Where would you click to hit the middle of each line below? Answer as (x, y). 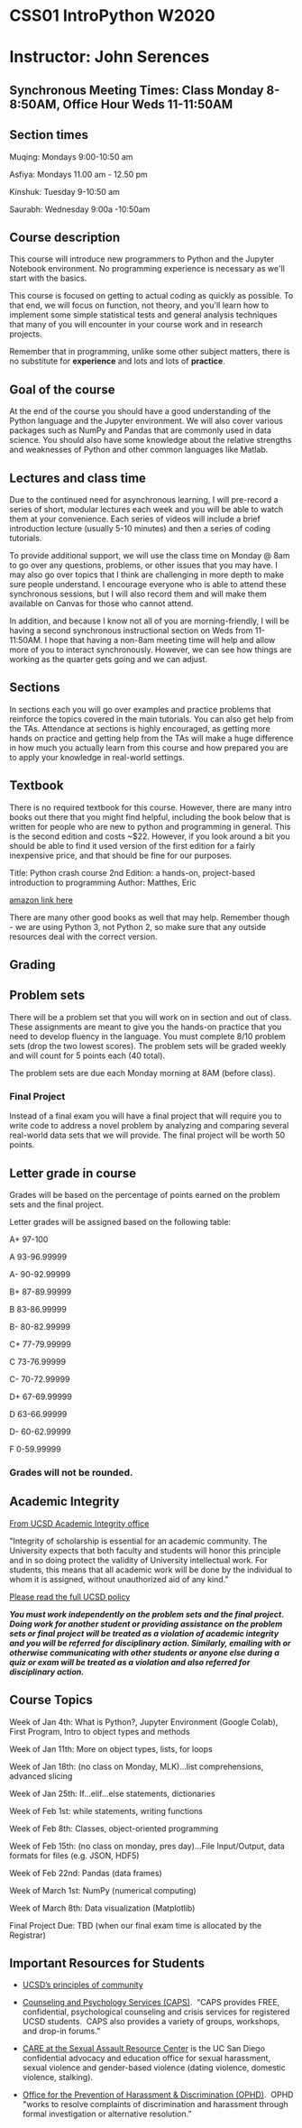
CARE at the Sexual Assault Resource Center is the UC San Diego (144, 2049)
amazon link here (41, 899)
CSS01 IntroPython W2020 (112, 16)
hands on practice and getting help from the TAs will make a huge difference (151, 738)
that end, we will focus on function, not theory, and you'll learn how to (139, 305)
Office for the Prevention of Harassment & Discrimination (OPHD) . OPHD (158, 2095)
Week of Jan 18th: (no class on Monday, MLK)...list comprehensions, (137, 1766)
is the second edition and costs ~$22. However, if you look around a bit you (150, 836)
